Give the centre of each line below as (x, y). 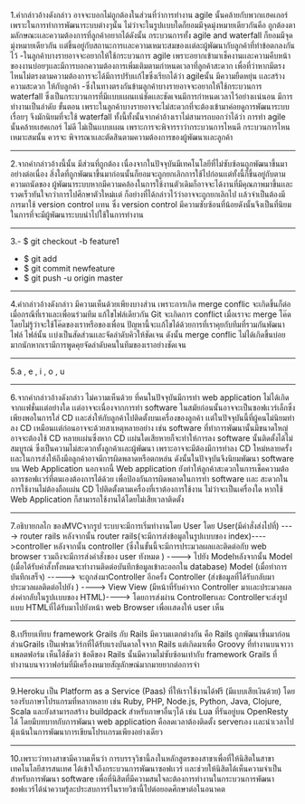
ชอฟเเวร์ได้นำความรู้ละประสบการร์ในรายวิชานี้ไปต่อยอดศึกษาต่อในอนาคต (118, 789)
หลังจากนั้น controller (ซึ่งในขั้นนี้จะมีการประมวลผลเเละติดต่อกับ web (160, 546)
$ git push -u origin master (73, 278)
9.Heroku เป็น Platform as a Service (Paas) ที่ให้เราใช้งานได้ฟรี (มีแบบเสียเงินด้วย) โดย (152, 691)
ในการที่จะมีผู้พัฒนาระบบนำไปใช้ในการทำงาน (77, 215)
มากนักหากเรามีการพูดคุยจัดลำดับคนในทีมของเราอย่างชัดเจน (98, 345)
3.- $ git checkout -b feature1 (65, 241)
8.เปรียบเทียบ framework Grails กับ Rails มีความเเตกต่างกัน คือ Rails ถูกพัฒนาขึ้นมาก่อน (150, 634)
